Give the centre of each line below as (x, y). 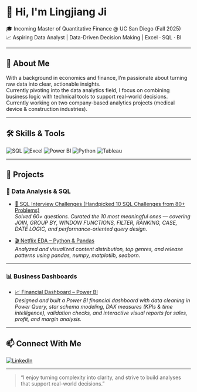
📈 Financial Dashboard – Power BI (56, 292)
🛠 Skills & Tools (36, 134)
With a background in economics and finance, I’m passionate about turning (97, 77)
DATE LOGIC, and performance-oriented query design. (81, 229)
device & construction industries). (47, 109)
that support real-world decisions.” (62, 384)
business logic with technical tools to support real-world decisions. (87, 96)
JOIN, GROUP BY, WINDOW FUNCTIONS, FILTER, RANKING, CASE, (96, 223)
